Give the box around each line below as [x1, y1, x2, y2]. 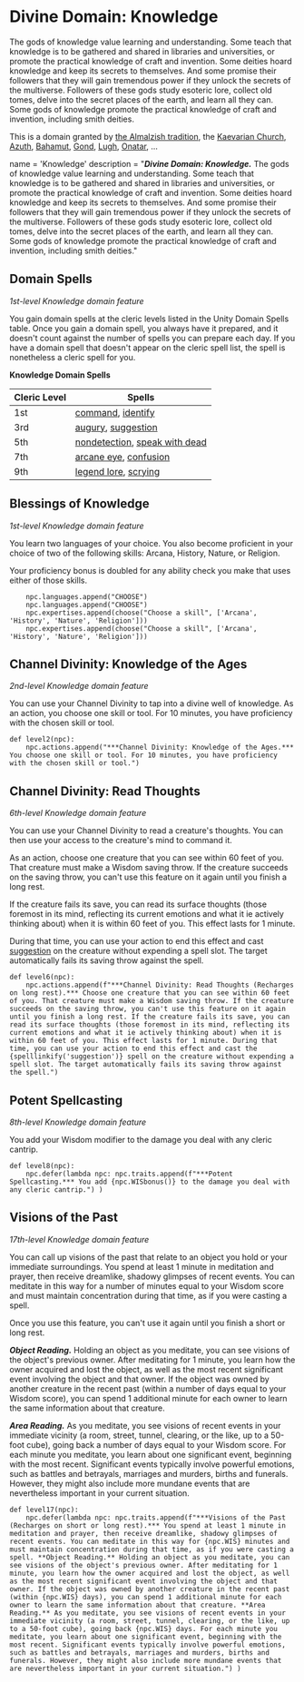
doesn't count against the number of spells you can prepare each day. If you [9, 332, 296, 343]
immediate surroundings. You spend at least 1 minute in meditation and [9, 1261, 274, 1272]
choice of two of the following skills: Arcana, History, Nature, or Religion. [9, 547, 280, 558]
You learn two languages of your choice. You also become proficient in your [9, 537, 293, 548]
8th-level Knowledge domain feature [9, 1116, 147, 1127]
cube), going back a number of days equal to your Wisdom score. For [26, 1439, 287, 1450]
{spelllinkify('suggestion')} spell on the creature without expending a [9, 1052, 295, 1061]
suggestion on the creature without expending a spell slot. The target [9, 946, 268, 957]
